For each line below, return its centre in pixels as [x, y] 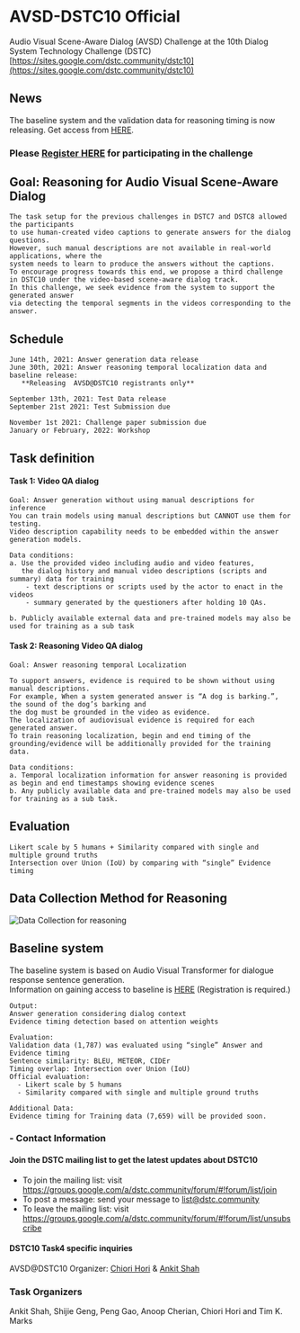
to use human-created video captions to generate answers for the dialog [150, 233]
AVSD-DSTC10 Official [95, 17]
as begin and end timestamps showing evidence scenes [112, 784]
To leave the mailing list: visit [75, 1209]
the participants [42, 225]
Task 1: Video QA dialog [54, 481]
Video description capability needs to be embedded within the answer [144, 531]
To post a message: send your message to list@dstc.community [141, 1199]
